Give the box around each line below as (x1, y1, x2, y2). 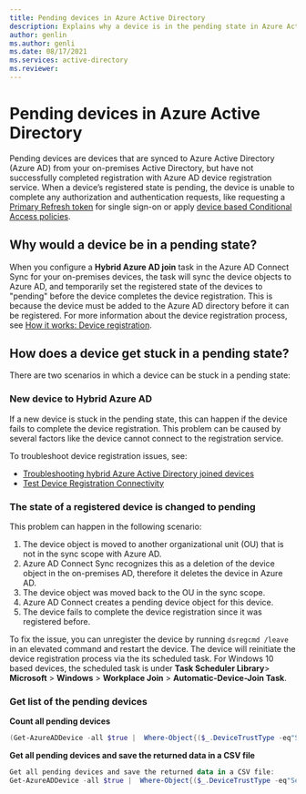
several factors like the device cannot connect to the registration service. (9, 433, 284, 443)
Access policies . (9, 210, 71, 221)
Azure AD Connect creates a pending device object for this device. (22, 597, 274, 608)
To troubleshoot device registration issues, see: (9, 450, 189, 461)
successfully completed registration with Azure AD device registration (9, 172, 272, 183)
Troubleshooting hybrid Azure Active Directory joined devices (22, 468, 255, 479)
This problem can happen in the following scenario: (9, 521, 202, 533)
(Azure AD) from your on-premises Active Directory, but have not (9, 162, 254, 173)
